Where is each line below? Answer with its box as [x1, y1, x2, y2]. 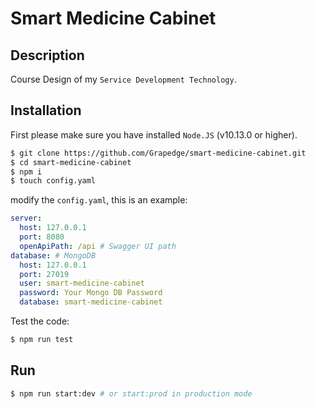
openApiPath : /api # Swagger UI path [19, 241, 177, 251]
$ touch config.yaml [10, 176, 97, 186]
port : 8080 [19, 232, 65, 242]
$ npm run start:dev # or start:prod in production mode [10, 388, 253, 399]
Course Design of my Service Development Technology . [10, 73, 237, 85]
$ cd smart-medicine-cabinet [10, 157, 132, 167]
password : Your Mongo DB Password [19, 288, 163, 298]
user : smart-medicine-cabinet [19, 278, 145, 289]
